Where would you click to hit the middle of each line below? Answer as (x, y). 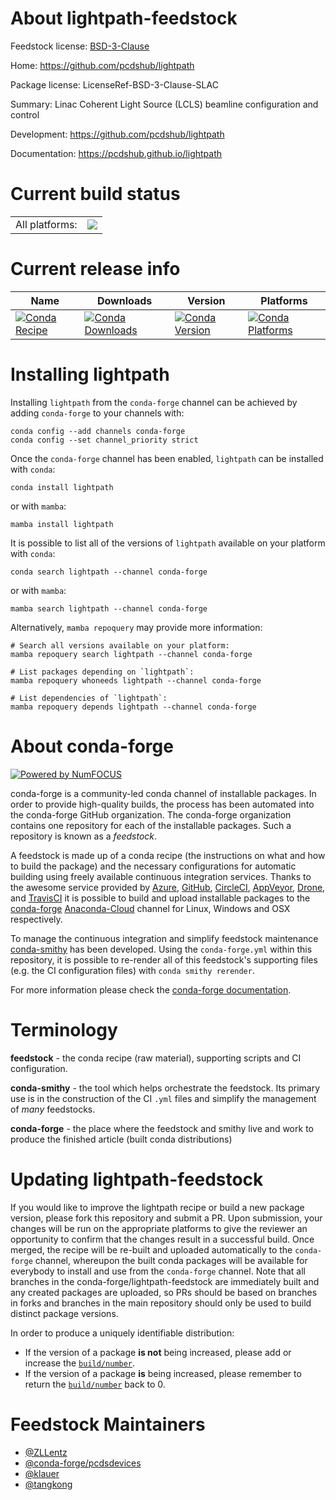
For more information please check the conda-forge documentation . (151, 989)
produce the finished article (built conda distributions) (121, 1139)
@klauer (42, 1473)
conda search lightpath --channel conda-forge (109, 572)
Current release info (95, 269)
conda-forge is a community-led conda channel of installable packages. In (163, 793)
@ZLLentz (46, 1452)
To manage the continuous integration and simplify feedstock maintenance (164, 938)
